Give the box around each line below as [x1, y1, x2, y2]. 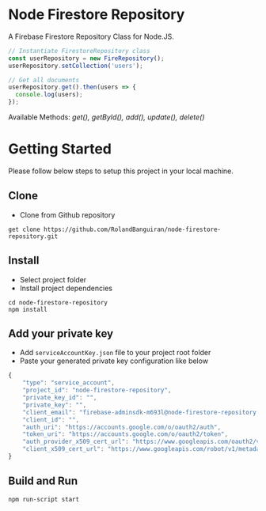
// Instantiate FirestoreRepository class [8, 47, 150, 55]
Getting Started [8, 140, 112, 158]
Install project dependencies [19, 283, 113, 293]
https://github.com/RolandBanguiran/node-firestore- [43, 225, 222, 233]
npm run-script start [8, 495, 80, 503]
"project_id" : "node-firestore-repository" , [22, 386, 172, 395]
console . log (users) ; [15, 91, 83, 99]
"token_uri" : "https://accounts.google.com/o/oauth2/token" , [22, 430, 228, 438]
